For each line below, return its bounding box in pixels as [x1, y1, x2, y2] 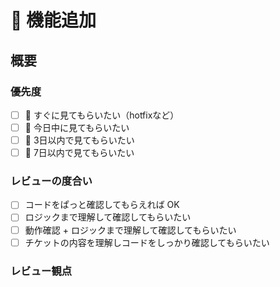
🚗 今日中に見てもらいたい [24, 121, 130, 133]
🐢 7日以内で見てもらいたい [24, 147, 135, 159]
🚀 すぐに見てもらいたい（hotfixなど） [24, 109, 180, 121]
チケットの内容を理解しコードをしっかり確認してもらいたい [24, 236, 270, 248]
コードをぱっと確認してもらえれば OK [24, 199, 180, 211]
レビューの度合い [10, 174, 93, 188]
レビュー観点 [10, 264, 73, 278]
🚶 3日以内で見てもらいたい [24, 134, 135, 146]
